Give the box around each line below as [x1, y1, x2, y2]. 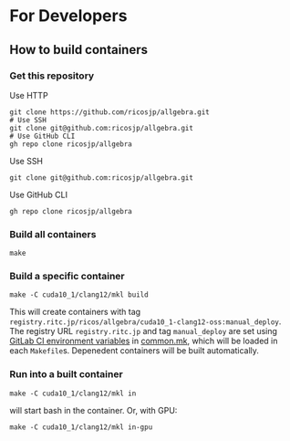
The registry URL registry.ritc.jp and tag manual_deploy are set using [9, 326, 278, 337]
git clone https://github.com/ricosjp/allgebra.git [9, 107, 210, 117]
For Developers [9, 5, 128, 26]
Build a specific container [9, 270, 125, 283]
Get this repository [9, 69, 95, 82]
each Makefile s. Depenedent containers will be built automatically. [9, 345, 260, 356]
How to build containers [9, 42, 149, 58]
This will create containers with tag [9, 307, 141, 318]
